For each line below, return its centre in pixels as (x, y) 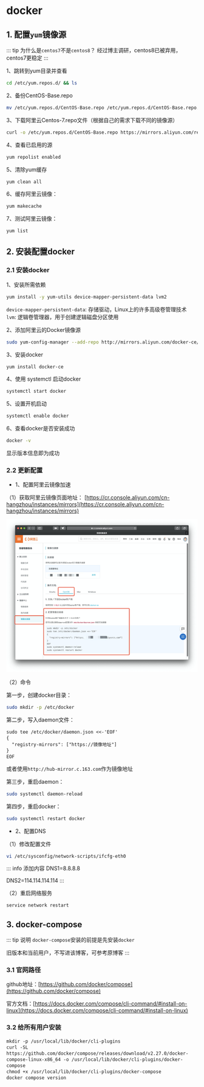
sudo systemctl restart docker (46, 818)
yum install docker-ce (35, 367)
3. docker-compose (44, 924)
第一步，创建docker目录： (39, 695)
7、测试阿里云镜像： (32, 219)
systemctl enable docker (38, 416)
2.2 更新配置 (25, 470)
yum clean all (24, 182)
